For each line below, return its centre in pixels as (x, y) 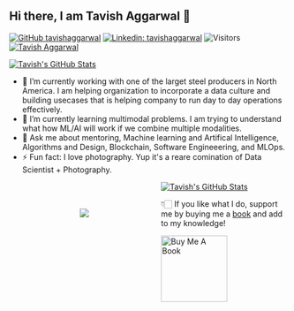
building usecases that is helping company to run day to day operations (152, 100)
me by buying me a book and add (222, 214)
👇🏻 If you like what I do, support (219, 203)
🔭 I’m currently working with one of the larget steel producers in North (149, 81)
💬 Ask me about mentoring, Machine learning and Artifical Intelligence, (151, 137)
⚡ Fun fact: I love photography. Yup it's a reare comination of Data (142, 156)
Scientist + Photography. (67, 170)
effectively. (42, 109)
